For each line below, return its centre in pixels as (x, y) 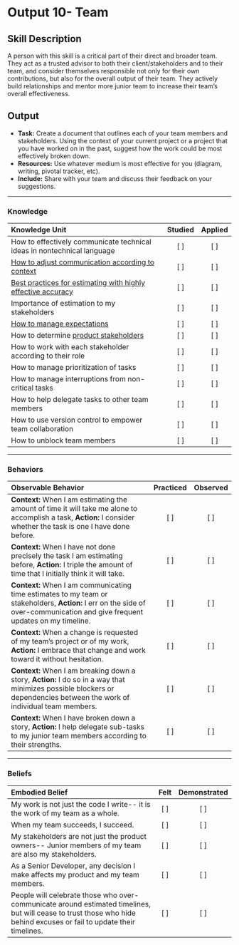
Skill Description (44, 39)
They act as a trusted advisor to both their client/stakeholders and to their (115, 63)
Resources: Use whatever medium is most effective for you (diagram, (120, 163)
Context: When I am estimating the (69, 500)
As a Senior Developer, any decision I (73, 865)
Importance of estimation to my (63, 304)
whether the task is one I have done (70, 527)
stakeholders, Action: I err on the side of (78, 603)
